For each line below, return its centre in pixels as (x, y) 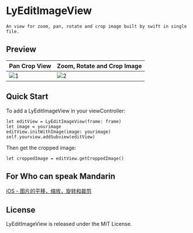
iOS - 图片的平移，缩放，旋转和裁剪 (49, 191)
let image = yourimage (34, 126)
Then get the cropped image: (41, 148)
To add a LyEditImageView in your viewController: (66, 111)
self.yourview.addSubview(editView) (51, 137)
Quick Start (27, 97)
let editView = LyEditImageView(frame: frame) (64, 121)
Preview (21, 49)
